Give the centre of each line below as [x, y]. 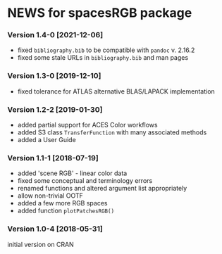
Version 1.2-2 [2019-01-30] [55, 109]
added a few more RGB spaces [62, 203]
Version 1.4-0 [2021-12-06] [55, 35]
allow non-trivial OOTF [50, 196]
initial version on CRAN [41, 244]
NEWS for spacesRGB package [100, 13]
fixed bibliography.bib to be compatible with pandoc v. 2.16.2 [106, 50]
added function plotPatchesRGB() [66, 211]
